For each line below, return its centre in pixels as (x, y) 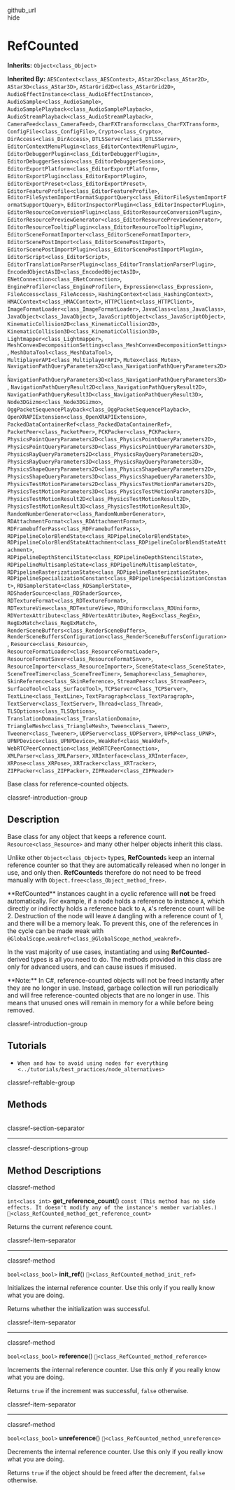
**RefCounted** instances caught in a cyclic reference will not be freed (112, 893)
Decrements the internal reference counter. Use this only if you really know (115, 1452)
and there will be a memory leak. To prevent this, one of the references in (113, 923)
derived (18, 959)
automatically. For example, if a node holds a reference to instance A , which (116, 901)
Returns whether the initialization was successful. (79, 1309)
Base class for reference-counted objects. (68, 784)
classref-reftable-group (41, 1082)
